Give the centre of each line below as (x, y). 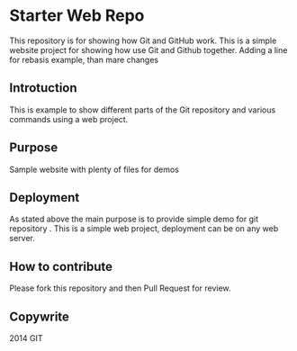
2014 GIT (26, 338)
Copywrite (40, 316)
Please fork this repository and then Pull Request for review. (120, 288)
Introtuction (44, 88)
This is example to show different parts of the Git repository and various (143, 110)
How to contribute (61, 266)
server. (22, 238)
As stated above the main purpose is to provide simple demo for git (134, 219)
